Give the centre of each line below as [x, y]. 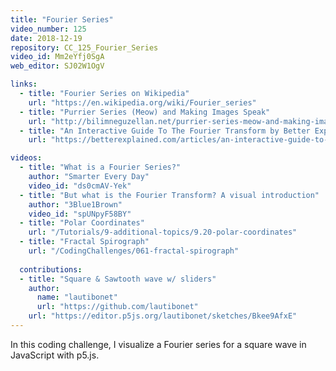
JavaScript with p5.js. [55, 355]
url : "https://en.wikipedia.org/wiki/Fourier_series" [142, 102]
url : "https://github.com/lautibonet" [117, 307]
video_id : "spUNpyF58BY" [80, 214]
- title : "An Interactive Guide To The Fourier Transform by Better [165, 131]
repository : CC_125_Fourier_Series [84, 47]
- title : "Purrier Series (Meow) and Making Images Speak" [145, 112]
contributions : [51, 269]
